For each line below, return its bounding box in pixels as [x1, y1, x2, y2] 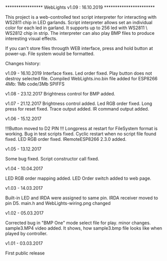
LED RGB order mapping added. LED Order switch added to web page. [5, 175, 152, 181]
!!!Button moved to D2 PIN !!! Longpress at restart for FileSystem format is [5, 126, 158, 131]
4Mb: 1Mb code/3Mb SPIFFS [5, 81, 65, 87]
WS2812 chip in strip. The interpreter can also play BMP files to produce [5, 30, 155, 36]
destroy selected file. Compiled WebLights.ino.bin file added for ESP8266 [5, 76, 158, 81]
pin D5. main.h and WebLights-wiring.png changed [5, 200, 111, 206]
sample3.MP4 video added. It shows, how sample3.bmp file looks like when [5, 225, 162, 231]
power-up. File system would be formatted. [5, 50, 95, 57]
